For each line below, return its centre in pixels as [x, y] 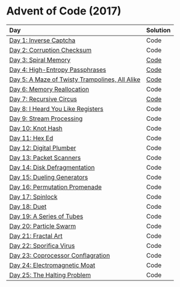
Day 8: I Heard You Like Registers [56, 108]
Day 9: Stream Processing [46, 119]
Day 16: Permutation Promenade [56, 187]
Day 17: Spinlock [33, 197]
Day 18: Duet [28, 206]
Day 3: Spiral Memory [40, 60]
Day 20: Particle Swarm [43, 226]
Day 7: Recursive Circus [43, 99]
